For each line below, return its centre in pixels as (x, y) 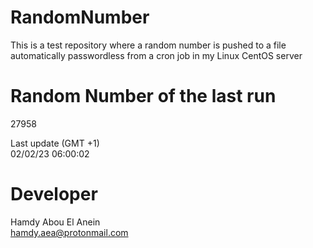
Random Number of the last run (143, 96)
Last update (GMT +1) (55, 143)
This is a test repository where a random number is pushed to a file (148, 45)
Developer (54, 194)
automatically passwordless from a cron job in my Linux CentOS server (156, 55)
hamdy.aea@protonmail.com (69, 232)
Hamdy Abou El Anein (55, 222)
